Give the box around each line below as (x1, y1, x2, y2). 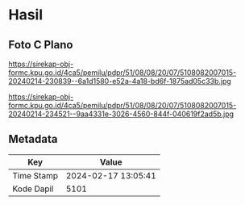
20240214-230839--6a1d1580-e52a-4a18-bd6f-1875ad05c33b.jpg (8, 77, 231, 86)
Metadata (8, 132, 58, 146)
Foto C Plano (8, 38, 73, 52)
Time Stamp (12, 169, 59, 181)
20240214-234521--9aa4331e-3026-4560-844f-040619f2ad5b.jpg (8, 109, 235, 119)
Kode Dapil (12, 183, 54, 195)
